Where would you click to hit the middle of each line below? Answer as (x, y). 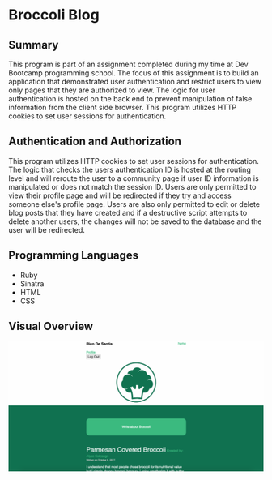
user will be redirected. (47, 229)
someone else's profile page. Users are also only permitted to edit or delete (134, 204)
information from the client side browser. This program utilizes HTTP (123, 107)
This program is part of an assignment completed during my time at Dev (128, 64)
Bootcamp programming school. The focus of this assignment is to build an (134, 73)
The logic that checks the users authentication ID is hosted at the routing (130, 169)
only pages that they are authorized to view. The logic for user (112, 90)
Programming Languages (74, 256)
